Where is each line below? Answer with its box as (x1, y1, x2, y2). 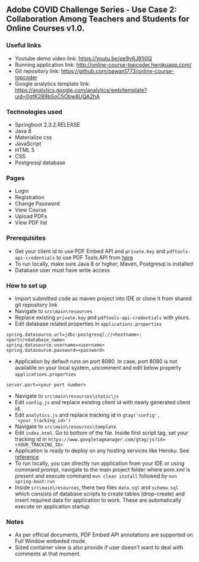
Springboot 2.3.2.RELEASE (14, 121, 80, 128)
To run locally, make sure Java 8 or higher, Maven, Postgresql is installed (14, 260, 193, 267)
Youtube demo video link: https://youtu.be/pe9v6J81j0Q (14, 55, 153, 62)
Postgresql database (14, 159, 66, 166)
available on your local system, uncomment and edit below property (14, 364, 181, 371)
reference (14, 453, 39, 460)
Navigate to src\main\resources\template (14, 423, 117, 430)
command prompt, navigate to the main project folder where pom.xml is (14, 466, 191, 473)
